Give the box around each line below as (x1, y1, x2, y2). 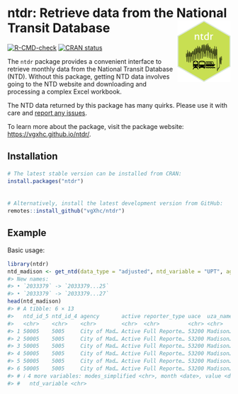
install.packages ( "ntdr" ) (7, 177, 84, 185)
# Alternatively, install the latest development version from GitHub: (7, 200, 223, 207)
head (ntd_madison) (7, 298, 62, 305)
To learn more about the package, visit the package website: (7, 122, 184, 130)
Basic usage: (7, 246, 45, 254)
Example (7, 227, 47, 239)
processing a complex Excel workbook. (7, 87, 123, 96)
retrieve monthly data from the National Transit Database (7, 64, 174, 73)
